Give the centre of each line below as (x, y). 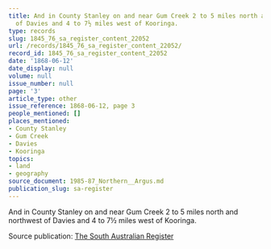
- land (19, 167)
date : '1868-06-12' (41, 61)
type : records (32, 31)
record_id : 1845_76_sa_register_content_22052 (88, 53)
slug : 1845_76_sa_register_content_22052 (79, 38)
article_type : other (43, 99)
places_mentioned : (39, 121)
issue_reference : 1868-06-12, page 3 (72, 106)
